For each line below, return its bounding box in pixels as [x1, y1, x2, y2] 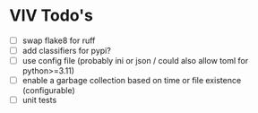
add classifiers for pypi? [21, 46, 112, 56]
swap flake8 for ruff [21, 35, 96, 46]
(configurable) [21, 85, 76, 96]
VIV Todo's [9, 5, 94, 26]
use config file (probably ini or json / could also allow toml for [21, 56, 249, 66]
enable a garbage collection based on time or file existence [21, 75, 242, 86]
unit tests [21, 95, 57, 106]
